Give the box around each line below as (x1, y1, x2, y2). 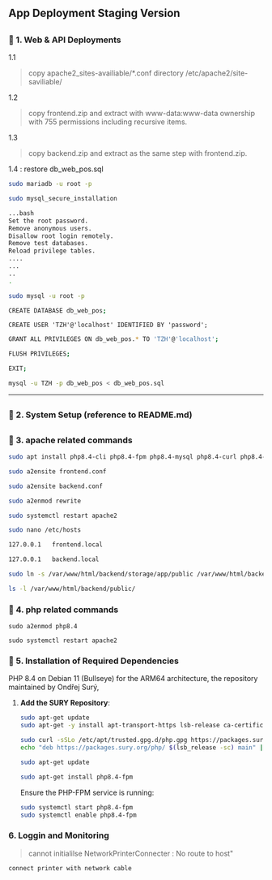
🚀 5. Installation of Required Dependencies (8, 655, 180, 666)
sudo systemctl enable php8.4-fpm (19, 811, 137, 819)
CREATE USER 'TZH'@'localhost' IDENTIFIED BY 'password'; (8, 321, 208, 330)
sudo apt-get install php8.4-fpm (19, 773, 134, 781)
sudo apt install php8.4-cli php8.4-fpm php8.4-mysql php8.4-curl (8, 453, 237, 461)
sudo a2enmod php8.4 (8, 623, 79, 631)
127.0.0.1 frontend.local (8, 541, 104, 549)
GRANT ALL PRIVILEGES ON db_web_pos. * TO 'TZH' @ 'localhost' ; (8, 335, 219, 343)
